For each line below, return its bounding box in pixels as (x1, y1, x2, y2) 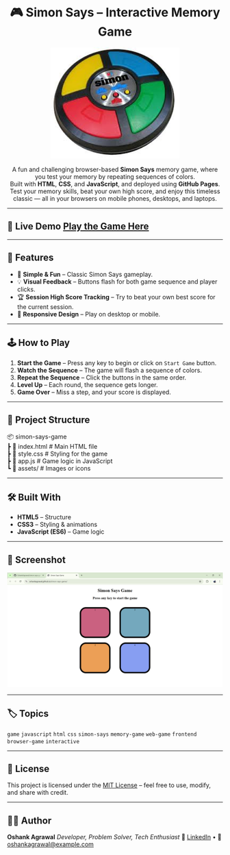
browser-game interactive (7, 738, 80, 745)
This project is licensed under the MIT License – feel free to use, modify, (7, 781, 211, 789)
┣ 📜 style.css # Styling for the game (7, 449, 108, 458)
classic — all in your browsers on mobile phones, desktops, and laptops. (13, 195, 217, 203)
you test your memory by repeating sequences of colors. (34, 173, 196, 181)
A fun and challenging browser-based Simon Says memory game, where (12, 165, 218, 174)
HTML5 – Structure (16, 513, 72, 521)
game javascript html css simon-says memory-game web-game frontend (7, 730, 197, 738)
